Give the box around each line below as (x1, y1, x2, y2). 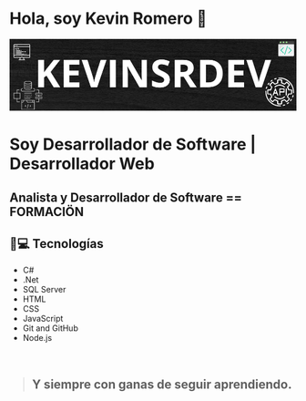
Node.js (22, 333, 53, 344)
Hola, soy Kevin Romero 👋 (9, 8, 208, 29)
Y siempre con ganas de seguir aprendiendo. (31, 376, 292, 392)
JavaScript (22, 314, 64, 324)
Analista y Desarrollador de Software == (9, 190, 243, 205)
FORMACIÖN (9, 204, 85, 220)
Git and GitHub (22, 323, 79, 334)
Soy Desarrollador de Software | (9, 134, 257, 155)
